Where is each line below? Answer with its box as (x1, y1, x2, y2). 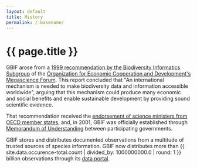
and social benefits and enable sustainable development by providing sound (6, 95, 191, 102)
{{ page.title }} (6, 44, 79, 58)
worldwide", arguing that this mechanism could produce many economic (6, 89, 181, 96)
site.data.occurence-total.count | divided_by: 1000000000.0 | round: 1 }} (6, 149, 182, 156)
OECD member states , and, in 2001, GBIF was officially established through (6, 119, 188, 126)
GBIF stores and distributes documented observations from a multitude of (6, 136, 184, 143)
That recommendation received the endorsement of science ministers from (6, 112, 188, 120)
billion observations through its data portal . (6, 155, 110, 162)
